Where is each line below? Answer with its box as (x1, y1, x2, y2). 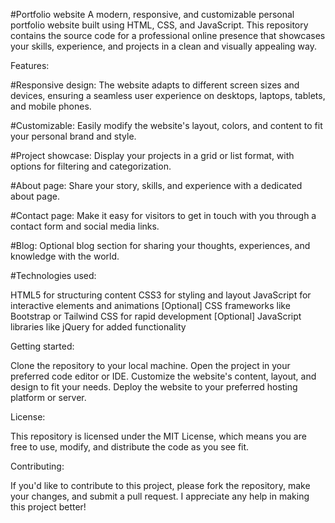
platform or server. (10, 392, 87, 403)
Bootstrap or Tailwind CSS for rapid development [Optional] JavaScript (10, 310, 302, 322)
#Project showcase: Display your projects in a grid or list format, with (10, 150, 295, 161)
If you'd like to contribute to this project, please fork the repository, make (10, 480, 311, 491)
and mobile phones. (10, 100, 92, 112)
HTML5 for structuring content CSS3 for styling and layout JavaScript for (10, 289, 312, 301)
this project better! (10, 501, 87, 513)
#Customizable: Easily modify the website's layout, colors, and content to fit (10, 120, 323, 131)
